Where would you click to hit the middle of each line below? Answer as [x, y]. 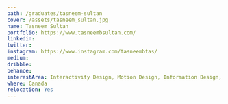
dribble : [20, 64]
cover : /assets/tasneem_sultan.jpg [58, 20]
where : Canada [27, 83]
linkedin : [21, 39]
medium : [18, 58]
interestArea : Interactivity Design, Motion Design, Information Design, [115, 77]
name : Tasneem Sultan [38, 26]
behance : [20, 70]
